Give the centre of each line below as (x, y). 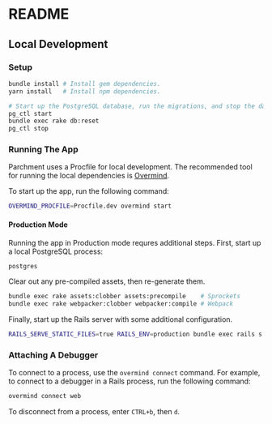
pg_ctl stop (28, 129)
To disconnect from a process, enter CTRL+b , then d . (94, 412)
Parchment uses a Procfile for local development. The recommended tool (130, 167)
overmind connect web (45, 396)
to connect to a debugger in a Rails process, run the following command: (130, 381)
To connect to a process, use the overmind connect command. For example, (134, 373)
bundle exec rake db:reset (54, 121)
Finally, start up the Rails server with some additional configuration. (121, 319)
